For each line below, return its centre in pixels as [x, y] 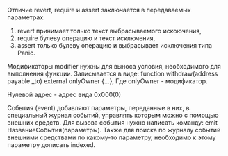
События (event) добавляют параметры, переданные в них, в [98, 108]
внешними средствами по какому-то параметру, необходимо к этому [112, 137]
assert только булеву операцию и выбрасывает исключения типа [115, 45]
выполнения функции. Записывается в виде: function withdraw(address [113, 73]
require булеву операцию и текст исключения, [86, 38]
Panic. [26, 53]
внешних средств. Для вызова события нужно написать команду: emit [112, 123]
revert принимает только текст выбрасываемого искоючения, [109, 31]
